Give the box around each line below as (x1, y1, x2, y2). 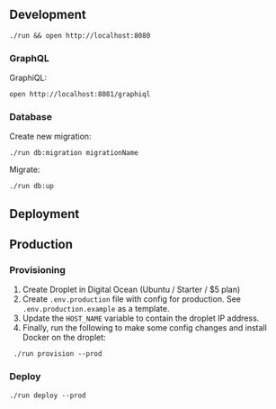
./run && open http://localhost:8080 (9, 31, 151, 40)
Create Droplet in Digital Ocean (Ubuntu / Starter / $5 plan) (22, 284, 241, 295)
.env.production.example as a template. (22, 304, 170, 314)
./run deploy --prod (9, 391, 87, 400)
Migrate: (9, 164, 40, 175)
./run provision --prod (13, 350, 102, 359)
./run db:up (9, 182, 54, 191)
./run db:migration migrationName (9, 149, 139, 158)
